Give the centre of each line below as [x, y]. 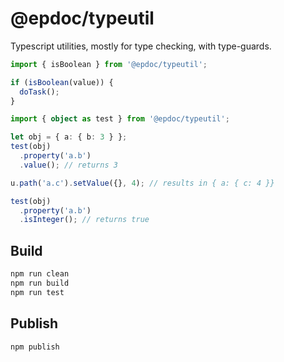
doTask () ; [39, 92]
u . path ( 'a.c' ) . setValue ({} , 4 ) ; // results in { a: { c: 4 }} [142, 183]
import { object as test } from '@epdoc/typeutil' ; [120, 119]
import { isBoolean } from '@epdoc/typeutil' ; [109, 64]
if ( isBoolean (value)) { [62, 82]
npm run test [37, 292]
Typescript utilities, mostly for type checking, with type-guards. [141, 46]
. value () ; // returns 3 [68, 165]
